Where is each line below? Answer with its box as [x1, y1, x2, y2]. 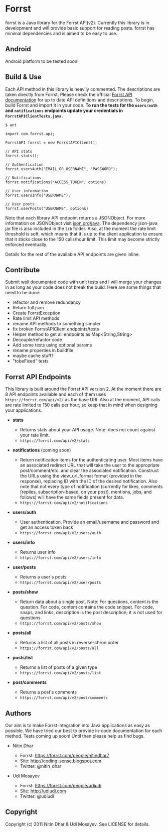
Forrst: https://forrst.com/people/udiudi [20, 783, 102, 788]
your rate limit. [20, 432, 50, 438]
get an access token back [20, 524, 74, 530]
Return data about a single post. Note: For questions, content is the [20, 599, 159, 605]
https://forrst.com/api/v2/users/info [20, 555, 101, 560]
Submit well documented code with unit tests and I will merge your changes [5, 279, 162, 285]
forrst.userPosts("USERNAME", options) [5, 206, 89, 211]
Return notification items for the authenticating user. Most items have [20, 457, 163, 463]
